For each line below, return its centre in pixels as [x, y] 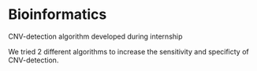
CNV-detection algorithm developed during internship [95, 36]
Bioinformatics [58, 15]
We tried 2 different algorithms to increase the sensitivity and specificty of [129, 51]
